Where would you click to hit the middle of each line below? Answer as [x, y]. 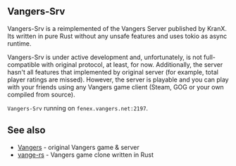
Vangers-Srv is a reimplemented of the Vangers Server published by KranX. [117, 28]
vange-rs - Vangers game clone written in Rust [85, 155]
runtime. [19, 43]
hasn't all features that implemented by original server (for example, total [113, 72]
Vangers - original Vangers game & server [78, 147]
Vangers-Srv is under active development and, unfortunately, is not [105, 57]
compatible [24, 64]
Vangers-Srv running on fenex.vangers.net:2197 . [78, 108]
